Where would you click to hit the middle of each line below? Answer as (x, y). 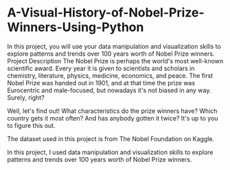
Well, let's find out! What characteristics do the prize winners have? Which (112, 111)
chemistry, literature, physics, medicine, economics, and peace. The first (110, 75)
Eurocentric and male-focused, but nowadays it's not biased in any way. (109, 90)
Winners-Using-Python (76, 27)
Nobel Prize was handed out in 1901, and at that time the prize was (101, 83)
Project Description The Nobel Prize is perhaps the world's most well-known (115, 61)
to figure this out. (32, 125)
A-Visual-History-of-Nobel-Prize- (106, 13)
